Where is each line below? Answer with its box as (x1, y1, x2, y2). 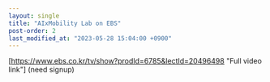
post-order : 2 (8, 27, 57, 35)
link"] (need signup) (8, 65, 75, 75)
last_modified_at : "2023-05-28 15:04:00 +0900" (8, 34, 173, 43)
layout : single (8, 11, 60, 20)
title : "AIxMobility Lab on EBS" (8, 19, 122, 27)
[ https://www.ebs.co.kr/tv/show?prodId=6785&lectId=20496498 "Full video (8, 56, 262, 66)
